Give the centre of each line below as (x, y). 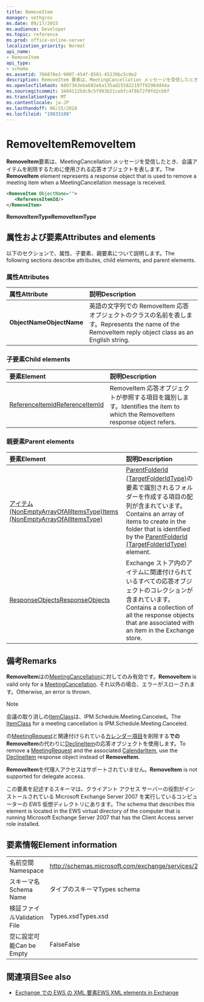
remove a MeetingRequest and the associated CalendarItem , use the (92, 750)
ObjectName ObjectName (46, 322)
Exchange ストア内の (156, 563)
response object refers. (143, 422)
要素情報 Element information (62, 845)
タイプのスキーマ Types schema (95, 889)
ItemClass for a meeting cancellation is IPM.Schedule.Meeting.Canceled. (97, 724)
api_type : (19, 63)
